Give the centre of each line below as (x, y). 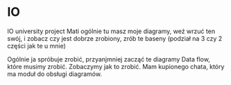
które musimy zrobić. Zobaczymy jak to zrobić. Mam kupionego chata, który (116, 66)
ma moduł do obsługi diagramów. (55, 74)
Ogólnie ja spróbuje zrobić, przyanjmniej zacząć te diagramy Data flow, (109, 59)
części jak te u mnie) (36, 46)
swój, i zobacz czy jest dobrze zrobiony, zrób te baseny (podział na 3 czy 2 (115, 38)
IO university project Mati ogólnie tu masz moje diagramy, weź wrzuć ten (111, 31)
